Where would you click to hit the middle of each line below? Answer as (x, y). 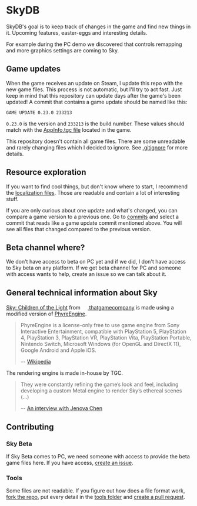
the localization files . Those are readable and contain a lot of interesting (93, 192)
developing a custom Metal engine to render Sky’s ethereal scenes (101, 391)
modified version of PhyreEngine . (46, 314)
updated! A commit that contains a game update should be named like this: (97, 102)
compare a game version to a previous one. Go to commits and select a (93, 217)
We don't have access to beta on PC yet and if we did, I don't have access (96, 262)
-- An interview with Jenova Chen (61, 408)
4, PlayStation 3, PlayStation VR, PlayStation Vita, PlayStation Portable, (106, 338)
